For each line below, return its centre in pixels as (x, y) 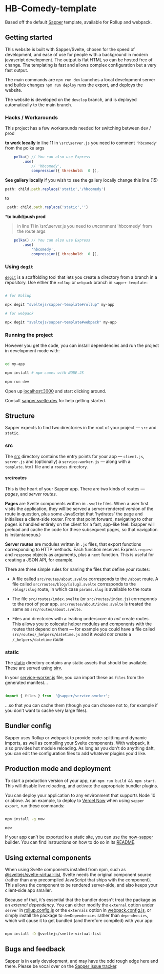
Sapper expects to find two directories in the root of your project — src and (81, 428)
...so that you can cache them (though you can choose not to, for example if (82, 705)
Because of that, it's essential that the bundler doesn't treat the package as (81, 900)
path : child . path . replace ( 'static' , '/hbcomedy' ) (55, 189)
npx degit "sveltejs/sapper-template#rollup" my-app (60, 304)
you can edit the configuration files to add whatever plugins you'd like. (76, 753)
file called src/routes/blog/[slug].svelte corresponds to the (74, 584)
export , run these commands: (35, 805)
